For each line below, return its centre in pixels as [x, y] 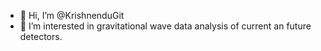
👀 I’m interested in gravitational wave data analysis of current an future [165, 26]
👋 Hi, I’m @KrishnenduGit [72, 15]
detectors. [41, 36]
